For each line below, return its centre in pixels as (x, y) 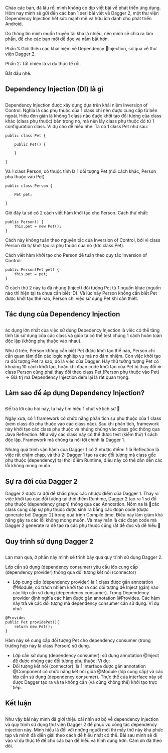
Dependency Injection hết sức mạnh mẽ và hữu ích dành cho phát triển (78, 18)
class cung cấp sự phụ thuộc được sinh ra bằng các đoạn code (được (77, 509)
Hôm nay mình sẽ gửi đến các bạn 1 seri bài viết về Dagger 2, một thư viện (82, 13)
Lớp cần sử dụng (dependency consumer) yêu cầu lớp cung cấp (72, 567)
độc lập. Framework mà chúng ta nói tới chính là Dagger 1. (65, 440)
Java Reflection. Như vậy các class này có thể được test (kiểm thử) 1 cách (81, 435)
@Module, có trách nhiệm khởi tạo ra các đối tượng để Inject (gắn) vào (86, 587)
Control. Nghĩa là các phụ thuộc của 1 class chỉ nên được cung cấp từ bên (81, 110)
